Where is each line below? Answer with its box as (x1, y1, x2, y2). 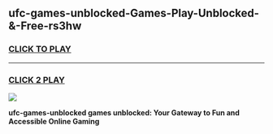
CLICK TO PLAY (8, 44, 71, 55)
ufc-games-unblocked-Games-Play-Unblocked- (8, 6, 260, 20)
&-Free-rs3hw (8, 19, 82, 33)
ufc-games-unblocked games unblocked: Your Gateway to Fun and (8, 107, 240, 117)
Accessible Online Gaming (8, 116, 100, 126)
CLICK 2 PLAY (8, 74, 65, 85)
